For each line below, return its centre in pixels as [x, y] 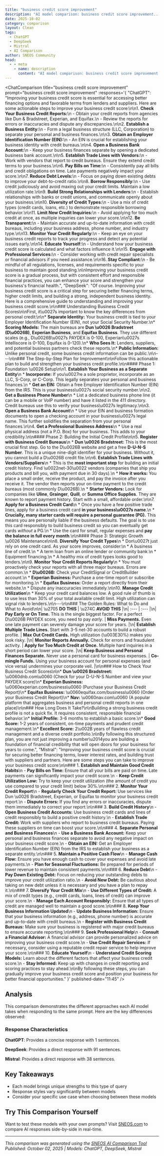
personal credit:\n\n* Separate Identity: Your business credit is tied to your [81, 316]
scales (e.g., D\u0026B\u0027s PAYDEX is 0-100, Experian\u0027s [72, 338]
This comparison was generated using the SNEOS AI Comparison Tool [76, 1143]
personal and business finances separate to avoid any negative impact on [79, 838]
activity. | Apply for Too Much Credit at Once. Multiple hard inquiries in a [79, 645]
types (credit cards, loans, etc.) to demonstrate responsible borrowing [76, 207]
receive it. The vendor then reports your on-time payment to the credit [76, 483]
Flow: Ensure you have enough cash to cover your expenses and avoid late [81, 859]
